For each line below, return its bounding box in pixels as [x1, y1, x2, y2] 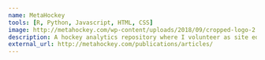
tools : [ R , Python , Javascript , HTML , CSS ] [8, 19, 154, 26]
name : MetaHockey [8, 11, 65, 19]
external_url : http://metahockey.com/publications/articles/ [8, 41, 214, 48]
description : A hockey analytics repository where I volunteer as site [8, 33, 248, 41]
